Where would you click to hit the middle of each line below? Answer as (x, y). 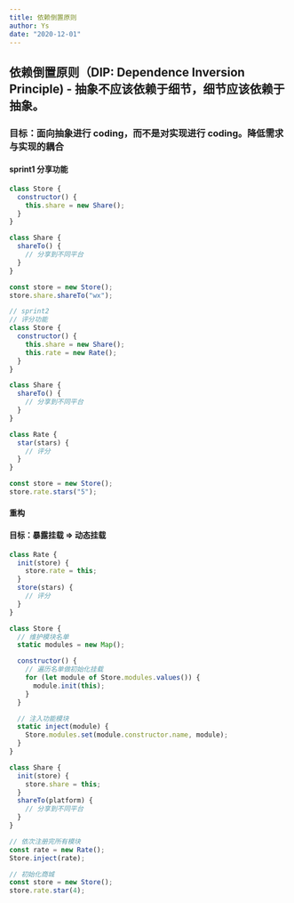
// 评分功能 (29, 320)
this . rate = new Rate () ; (71, 352)
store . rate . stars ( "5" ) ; (53, 492)
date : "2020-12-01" (45, 34)
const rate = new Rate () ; (57, 850)
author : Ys (29, 26)
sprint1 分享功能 (39, 169)
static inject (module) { (63, 727)
